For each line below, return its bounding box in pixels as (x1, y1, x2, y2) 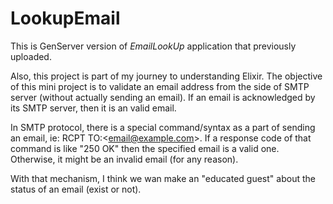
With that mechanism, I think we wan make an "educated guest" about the (10, 172, 316, 184)
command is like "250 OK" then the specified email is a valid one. (10, 142, 280, 154)
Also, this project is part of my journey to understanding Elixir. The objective (10, 70, 323, 82)
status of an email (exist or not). (10, 183, 142, 195)
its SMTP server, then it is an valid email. (10, 102, 177, 114)
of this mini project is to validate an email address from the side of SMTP (10, 80, 310, 92)
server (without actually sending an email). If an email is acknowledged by (10, 91, 316, 103)
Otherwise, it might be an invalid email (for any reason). (10, 153, 239, 165)
